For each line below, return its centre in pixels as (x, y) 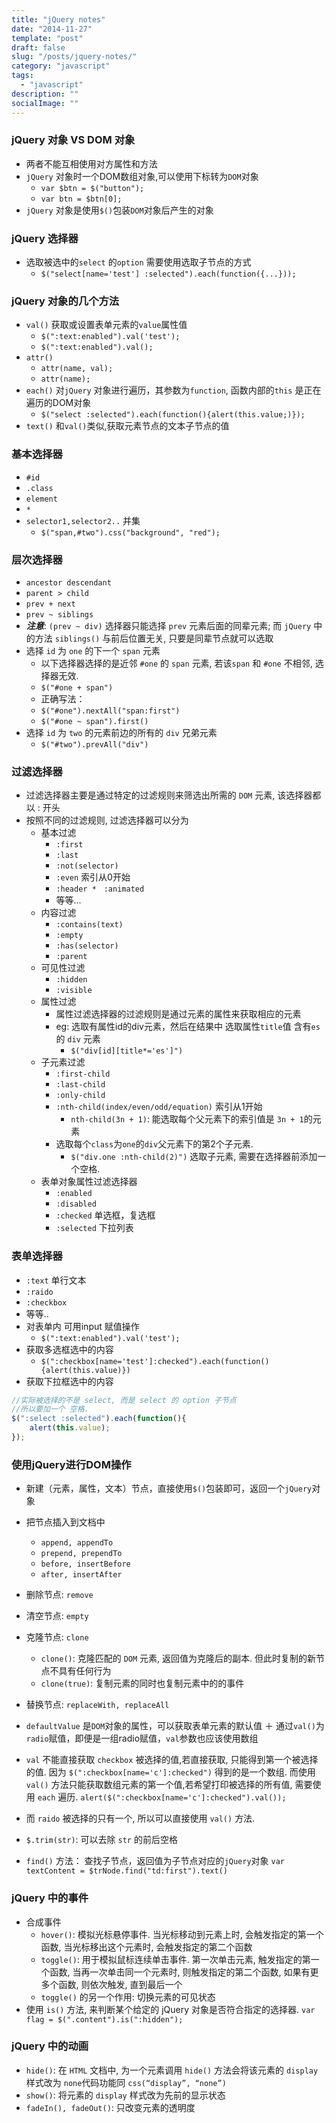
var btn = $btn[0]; (81, 199)
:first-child (83, 1074)
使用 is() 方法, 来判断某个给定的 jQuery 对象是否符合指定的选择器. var (170, 2009)
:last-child (80, 1085)
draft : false (38, 47)
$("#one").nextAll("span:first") (110, 711)
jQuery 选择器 (45, 238)
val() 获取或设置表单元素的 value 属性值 (106, 325)
